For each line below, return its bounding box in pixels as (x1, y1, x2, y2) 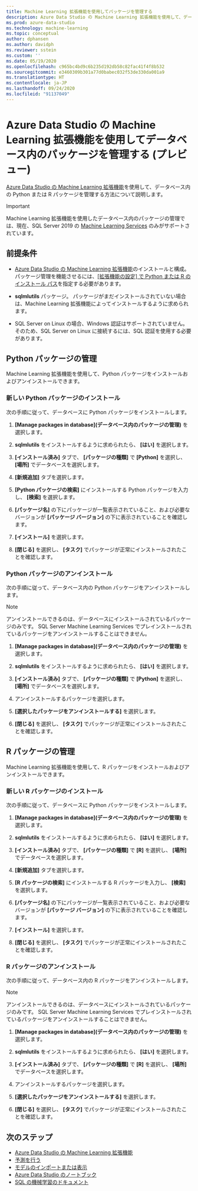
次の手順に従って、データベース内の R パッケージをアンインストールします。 (6, 977, 192, 984)
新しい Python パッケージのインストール (6, 394, 121, 402)
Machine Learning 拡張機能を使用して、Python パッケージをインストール (6, 370, 183, 378)
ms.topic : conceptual (6, 31, 60, 37)
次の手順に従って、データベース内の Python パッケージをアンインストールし (6, 584, 190, 591)
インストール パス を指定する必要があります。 (14, 280, 125, 287)
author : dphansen (6, 36, 49, 42)
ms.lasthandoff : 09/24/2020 (6, 86, 75, 92)
